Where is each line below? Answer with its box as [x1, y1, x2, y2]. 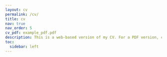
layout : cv [5, 7, 28, 12]
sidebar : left [9, 44, 39, 49]
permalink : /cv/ [5, 12, 39, 17]
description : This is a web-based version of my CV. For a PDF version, [5, 35, 159, 40]
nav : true [5, 21, 26, 26]
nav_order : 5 [5, 26, 32, 31]
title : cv [5, 16, 26, 21]
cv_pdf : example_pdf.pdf [5, 30, 57, 35]
